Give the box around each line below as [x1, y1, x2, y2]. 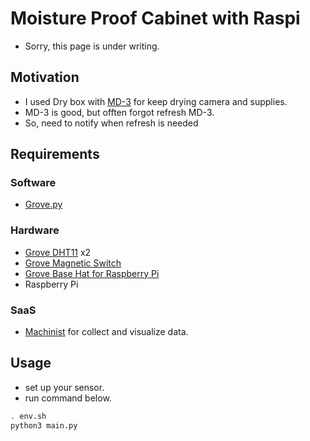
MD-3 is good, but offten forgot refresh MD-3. [24, 106, 215, 118]
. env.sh [10, 411, 47, 421]
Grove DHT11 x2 [24, 246, 92, 258]
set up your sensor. [24, 381, 105, 393]
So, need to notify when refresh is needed [24, 117, 199, 129]
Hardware [10, 223, 60, 237]
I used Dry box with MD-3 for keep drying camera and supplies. [24, 95, 288, 107]
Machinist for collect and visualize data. [24, 326, 189, 338]
